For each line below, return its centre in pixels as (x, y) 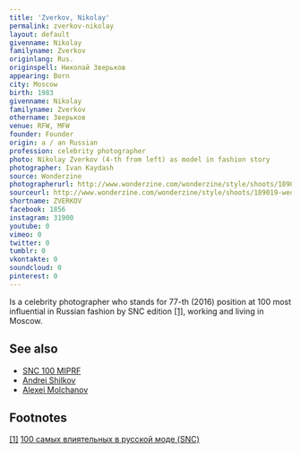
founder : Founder (42, 135)
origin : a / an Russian (54, 143)
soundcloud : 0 (36, 268)
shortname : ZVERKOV (46, 201)
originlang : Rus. (42, 59)
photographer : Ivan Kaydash (62, 168)
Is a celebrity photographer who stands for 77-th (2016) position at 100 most (150, 301)
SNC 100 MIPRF (52, 370)
